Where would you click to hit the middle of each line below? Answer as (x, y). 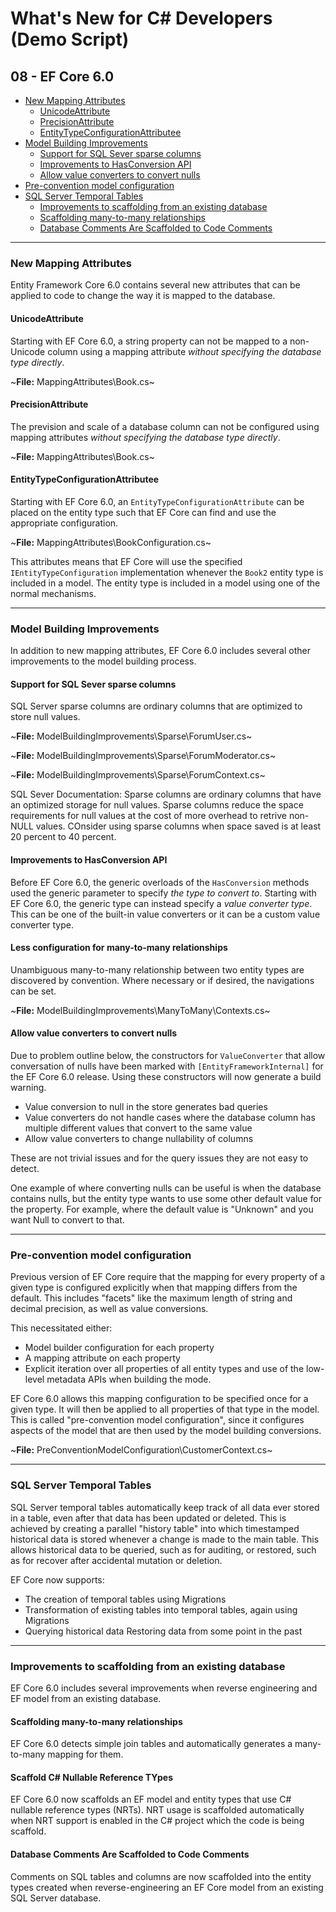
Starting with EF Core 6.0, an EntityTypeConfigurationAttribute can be (157, 501)
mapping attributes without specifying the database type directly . (145, 437)
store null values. (45, 717)
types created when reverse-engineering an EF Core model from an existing (167, 1887)
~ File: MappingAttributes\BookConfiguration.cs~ (111, 542)
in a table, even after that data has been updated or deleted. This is (148, 1518)
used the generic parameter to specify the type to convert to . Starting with (163, 893)
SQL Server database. (56, 1898)
